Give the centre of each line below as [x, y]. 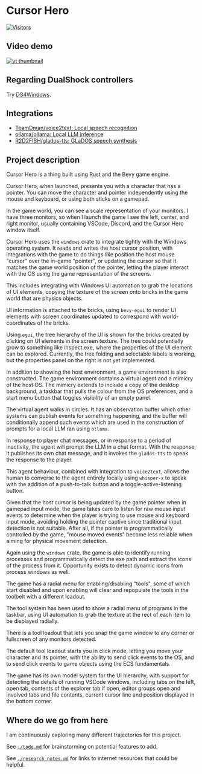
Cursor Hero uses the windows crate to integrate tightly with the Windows [96, 242]
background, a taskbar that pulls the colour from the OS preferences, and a [99, 391]
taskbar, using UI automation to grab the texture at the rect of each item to [99, 615]
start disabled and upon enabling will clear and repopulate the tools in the [97, 590]
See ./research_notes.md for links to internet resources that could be [92, 758]
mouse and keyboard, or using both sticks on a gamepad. [78, 199]
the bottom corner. [30, 701]
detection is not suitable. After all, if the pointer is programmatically [90, 528]
